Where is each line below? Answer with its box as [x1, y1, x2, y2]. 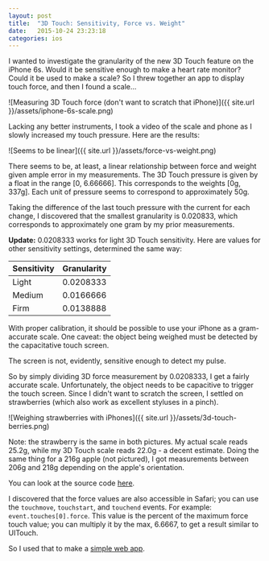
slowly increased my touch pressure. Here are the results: [8, 130, 200, 140]
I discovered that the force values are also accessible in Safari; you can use [8, 494, 259, 504]
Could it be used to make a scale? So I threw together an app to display [8, 73, 245, 83]
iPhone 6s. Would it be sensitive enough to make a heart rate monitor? [8, 65, 242, 75]
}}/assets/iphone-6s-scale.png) [8, 106, 114, 116]
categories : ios [8, 34, 63, 43]
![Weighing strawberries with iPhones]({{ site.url [8, 413, 169, 423]
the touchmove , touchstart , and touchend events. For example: [8, 502, 212, 512]
